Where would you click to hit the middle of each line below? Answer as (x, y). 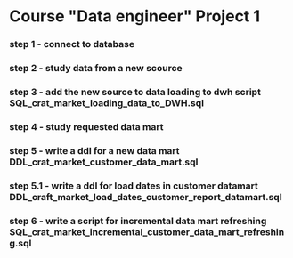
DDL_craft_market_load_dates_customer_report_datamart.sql (146, 197)
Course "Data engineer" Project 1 (135, 16)
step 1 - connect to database (72, 44)
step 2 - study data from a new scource (96, 69)
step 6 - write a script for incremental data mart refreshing (138, 221)
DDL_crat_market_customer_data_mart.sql (104, 162)
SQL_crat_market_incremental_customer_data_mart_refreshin (147, 231)
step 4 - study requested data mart (86, 126)
